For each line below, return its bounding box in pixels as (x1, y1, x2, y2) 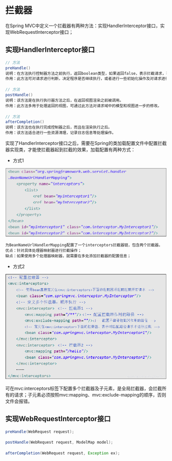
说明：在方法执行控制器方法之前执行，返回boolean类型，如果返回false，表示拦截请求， (5, 71, 166, 76)
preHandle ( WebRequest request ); (5, 429, 74, 434)
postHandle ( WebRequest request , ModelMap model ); (5, 440, 114, 445)
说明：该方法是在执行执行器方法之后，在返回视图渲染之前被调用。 (5, 98, 124, 103)
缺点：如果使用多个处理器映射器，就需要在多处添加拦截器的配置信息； (5, 253, 132, 259)
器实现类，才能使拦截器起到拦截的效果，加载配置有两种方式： (5, 146, 136, 153)
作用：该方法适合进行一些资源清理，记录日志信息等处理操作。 (5, 130, 116, 136)
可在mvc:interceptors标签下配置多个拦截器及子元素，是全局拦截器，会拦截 (5, 385, 162, 391)
